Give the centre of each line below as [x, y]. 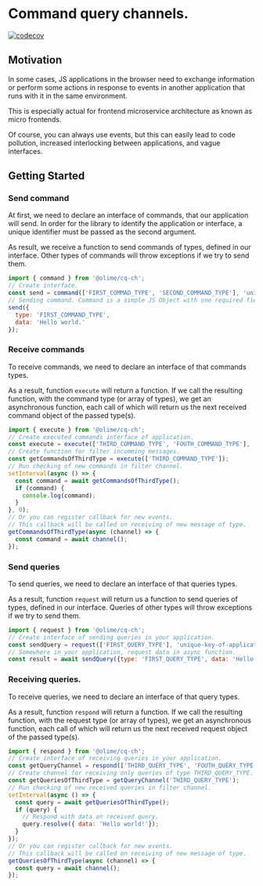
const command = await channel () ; [71, 539]
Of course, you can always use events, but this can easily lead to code [122, 134]
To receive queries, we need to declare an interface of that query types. [124, 697]
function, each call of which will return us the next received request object [128, 728]
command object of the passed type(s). [72, 415]
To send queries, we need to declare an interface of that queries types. [122, 584]
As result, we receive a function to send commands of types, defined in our [130, 247]
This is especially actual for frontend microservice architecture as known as [130, 111]
